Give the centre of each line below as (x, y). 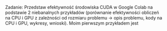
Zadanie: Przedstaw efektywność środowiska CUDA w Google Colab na (79, 7)
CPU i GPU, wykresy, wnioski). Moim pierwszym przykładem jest (72, 23)
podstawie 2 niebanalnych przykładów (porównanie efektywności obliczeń (82, 12)
